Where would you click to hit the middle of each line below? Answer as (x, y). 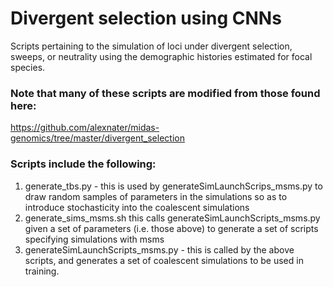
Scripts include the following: (83, 164)
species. (28, 67)
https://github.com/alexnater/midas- (85, 128)
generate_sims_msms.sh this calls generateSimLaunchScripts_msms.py (172, 218)
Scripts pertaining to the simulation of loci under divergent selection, (151, 46)
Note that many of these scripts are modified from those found (165, 93)
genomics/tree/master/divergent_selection (97, 138)
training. (42, 271)
